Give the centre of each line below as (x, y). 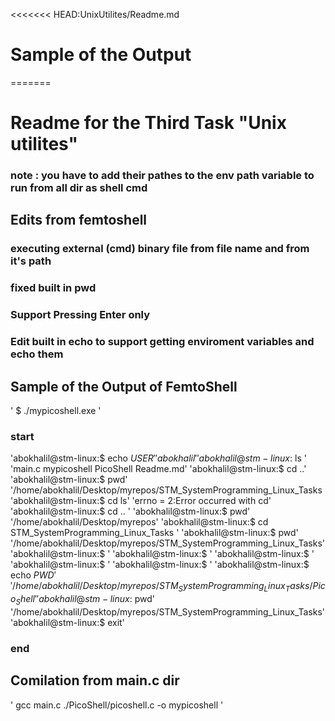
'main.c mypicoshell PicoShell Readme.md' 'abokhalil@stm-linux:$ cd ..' (158, 469)
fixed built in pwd (53, 288)
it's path (31, 261)
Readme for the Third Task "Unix (148, 123)
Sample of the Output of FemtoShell (124, 386)
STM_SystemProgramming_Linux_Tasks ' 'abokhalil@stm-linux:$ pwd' (154, 533)
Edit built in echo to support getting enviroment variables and (162, 342)
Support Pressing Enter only (80, 315)
